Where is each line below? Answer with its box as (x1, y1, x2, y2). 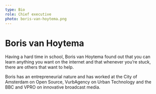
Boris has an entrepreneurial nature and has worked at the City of (5, 74, 137, 80)
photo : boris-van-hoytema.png (5, 16, 67, 21)
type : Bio (5, 7, 26, 12)
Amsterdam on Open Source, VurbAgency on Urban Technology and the (5, 79, 152, 85)
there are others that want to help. (5, 64, 74, 70)
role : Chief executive (5, 12, 52, 17)
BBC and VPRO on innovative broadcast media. (5, 84, 101, 90)
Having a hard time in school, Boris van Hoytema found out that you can (5, 54, 151, 60)
